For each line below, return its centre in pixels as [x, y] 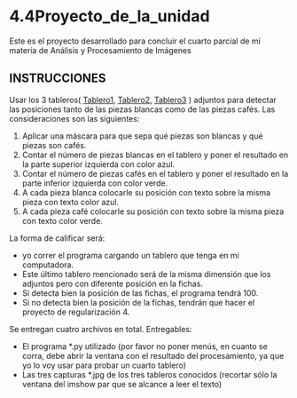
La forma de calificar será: [57, 238]
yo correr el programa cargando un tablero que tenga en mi [130, 255]
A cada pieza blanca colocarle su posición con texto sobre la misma [146, 192]
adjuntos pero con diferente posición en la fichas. [113, 283]
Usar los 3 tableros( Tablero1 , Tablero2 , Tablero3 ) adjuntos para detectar [143, 99]
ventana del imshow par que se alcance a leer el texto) [122, 384]
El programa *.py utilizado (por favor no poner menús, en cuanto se [145, 346]
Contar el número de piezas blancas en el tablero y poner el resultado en [155, 155]
